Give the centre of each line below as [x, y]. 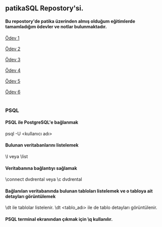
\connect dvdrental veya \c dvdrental [44, 179]
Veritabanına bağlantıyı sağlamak [41, 168]
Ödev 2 [13, 49]
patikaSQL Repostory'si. [44, 8]
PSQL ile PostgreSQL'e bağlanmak [42, 122]
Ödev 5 [13, 81]
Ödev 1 [12, 38]
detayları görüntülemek [31, 196]
